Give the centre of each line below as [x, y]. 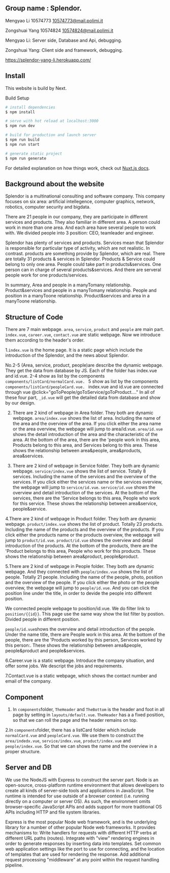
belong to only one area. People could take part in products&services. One [83, 264]
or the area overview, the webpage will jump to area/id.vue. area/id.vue [88, 429]
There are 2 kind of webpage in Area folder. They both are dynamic [83, 413]
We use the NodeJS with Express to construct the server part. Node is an [82, 780]
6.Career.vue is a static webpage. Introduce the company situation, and [80, 661]
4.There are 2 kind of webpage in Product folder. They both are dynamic [81, 519]
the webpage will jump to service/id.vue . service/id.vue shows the [84, 487]
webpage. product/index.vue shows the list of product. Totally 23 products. [84, 524]
